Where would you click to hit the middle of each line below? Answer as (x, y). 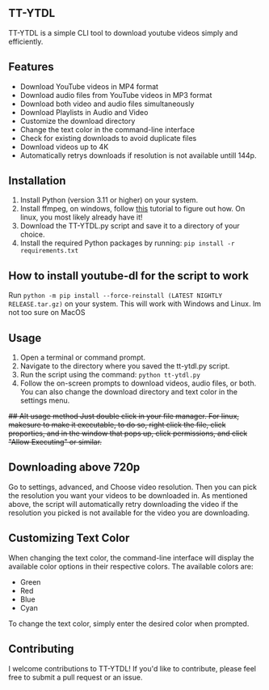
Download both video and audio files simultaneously (107, 104)
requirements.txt (49, 251)
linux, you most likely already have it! (81, 217)
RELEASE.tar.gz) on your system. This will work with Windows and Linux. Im (134, 304)
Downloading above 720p (74, 468)
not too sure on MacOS (47, 313)
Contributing (41, 649)
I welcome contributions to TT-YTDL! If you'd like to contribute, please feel (132, 668)
